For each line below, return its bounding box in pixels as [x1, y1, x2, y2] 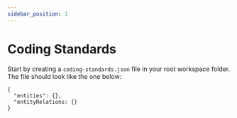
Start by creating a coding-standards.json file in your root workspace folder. [7, 65, 231, 73]
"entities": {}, [13, 92, 62, 100]
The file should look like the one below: [7, 72, 122, 80]
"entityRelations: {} [13, 98, 78, 105]
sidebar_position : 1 [7, 10, 69, 18]
